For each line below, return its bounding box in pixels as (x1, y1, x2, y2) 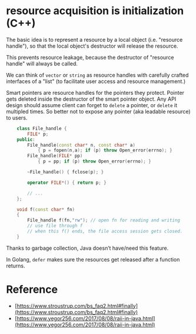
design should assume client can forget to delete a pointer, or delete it (6, 101, 178, 108)
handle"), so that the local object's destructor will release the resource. (6, 42, 178, 49)
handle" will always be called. (6, 60, 78, 67)
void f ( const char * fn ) (16, 206, 75, 213)
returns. (6, 262, 25, 269)
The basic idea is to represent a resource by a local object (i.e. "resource (6, 36, 183, 43)
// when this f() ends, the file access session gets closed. (27, 229, 183, 234)
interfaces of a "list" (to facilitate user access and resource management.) (6, 78, 186, 85)
